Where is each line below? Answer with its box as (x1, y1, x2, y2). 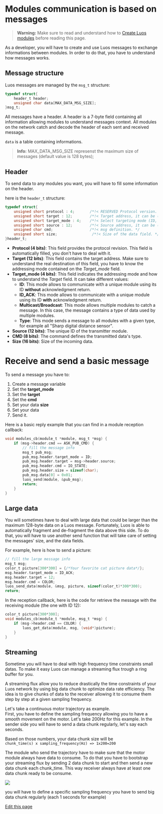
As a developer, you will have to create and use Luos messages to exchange (5, 44, 158, 50)
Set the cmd (12, 397, 37, 402)
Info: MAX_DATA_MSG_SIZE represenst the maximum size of (16, 148, 139, 154)
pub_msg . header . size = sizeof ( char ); (22, 468, 98, 473)
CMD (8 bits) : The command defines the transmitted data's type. (12, 333, 142, 339)
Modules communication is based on (5, 3, 157, 15)
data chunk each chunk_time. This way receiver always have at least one (5, 765, 151, 771)
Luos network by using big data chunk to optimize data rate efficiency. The (5, 686, 155, 692)
